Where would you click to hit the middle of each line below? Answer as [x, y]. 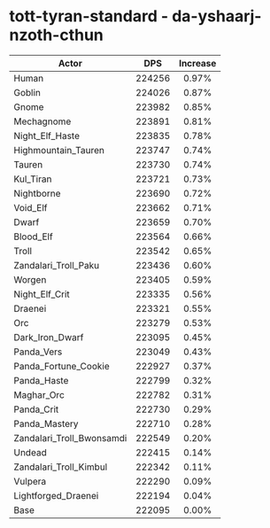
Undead [30, 452]
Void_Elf [31, 207]
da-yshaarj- [216, 16]
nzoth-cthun [57, 35]
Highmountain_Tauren [59, 150]
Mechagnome [42, 121]
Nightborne [37, 193]
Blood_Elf [33, 237]
